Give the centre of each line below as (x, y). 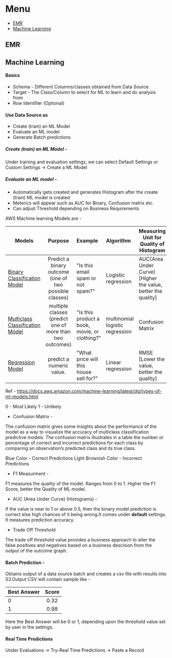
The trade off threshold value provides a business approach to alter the (80, 540)
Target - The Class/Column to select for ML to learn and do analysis (84, 92)
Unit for (152, 238)
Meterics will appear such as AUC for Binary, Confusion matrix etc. (83, 203)
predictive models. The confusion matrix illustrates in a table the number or (84, 438)
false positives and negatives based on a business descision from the (79, 546)
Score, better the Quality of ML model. (46, 489)
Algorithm (119, 241)
